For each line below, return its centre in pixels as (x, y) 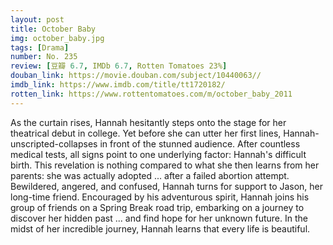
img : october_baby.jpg (57, 38)
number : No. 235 (44, 57)
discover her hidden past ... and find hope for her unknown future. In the (159, 218)
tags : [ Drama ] (40, 47)
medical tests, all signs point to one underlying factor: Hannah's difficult (158, 154)
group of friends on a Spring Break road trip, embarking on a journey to (157, 207)
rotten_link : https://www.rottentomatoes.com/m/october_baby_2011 (151, 94)
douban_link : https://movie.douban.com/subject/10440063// (136, 76)
